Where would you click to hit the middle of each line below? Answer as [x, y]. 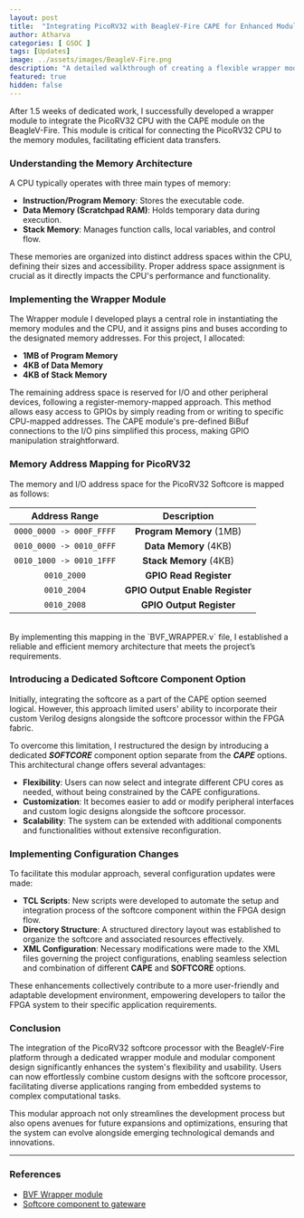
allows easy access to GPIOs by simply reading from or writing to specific [147, 412]
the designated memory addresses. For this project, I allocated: [128, 338]
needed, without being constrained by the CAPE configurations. [141, 791]
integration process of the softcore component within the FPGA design [154, 910]
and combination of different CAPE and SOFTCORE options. [134, 968]
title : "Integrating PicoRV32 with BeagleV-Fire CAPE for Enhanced [141, 26]
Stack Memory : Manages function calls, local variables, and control [149, 229]
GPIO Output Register [188, 605]
